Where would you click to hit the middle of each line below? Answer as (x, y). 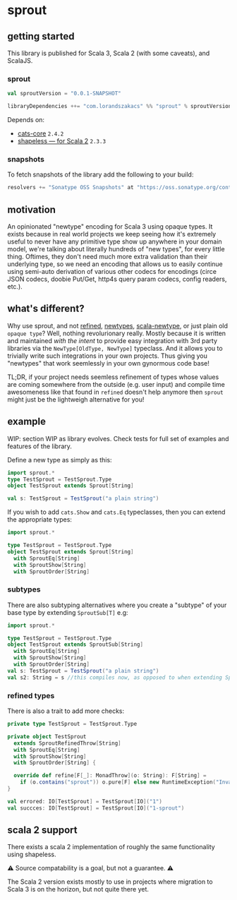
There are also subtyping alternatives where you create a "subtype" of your (117, 605)
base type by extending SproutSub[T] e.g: (68, 612)
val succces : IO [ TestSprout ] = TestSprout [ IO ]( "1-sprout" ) (96, 808)
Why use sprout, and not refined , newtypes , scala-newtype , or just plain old (117, 325)
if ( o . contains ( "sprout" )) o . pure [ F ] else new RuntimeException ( (118, 782)
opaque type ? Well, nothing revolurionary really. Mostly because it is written (117, 333)
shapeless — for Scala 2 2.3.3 (62, 141)
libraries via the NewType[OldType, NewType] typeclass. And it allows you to (115, 348)
